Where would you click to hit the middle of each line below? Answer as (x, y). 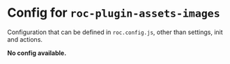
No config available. (37, 53)
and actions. (25, 39)
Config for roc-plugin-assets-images (114, 13)
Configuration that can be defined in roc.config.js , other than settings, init (115, 32)
